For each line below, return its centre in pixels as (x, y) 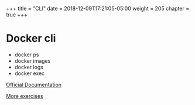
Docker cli (31, 38)
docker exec (30, 73)
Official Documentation (34, 84)
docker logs (29, 67)
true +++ (17, 15)
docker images (32, 60)
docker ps (27, 55)
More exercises (25, 96)
